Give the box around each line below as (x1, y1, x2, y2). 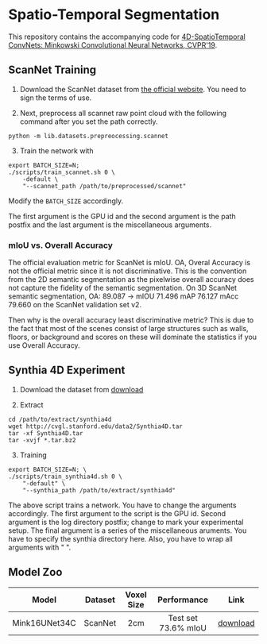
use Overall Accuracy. (8, 341, 81, 350)
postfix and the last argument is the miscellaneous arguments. (8, 220, 212, 229)
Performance (157, 594, 209, 605)
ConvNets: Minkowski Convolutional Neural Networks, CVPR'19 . (8, 40, 218, 49)
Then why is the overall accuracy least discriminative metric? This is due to (8, 315, 254, 325)
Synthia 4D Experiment (8, 364, 126, 377)
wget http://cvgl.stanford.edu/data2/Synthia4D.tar (8, 422, 183, 430)
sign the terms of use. (19, 93, 92, 102)
